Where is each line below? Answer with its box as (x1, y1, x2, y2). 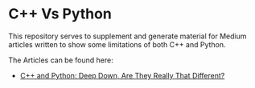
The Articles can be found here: (8, 55, 114, 65)
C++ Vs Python (8, 5, 113, 23)
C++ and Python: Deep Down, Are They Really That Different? (19, 70, 225, 80)
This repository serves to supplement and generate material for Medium (8, 31, 247, 41)
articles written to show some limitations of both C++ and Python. (8, 39, 227, 49)
